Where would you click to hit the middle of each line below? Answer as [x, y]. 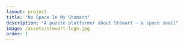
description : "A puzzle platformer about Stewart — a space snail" [93, 23]
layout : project [26, 12]
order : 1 [17, 34]
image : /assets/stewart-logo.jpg [48, 28]
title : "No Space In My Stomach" [48, 17]
